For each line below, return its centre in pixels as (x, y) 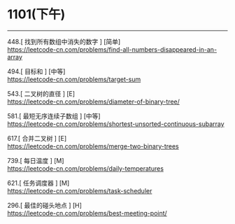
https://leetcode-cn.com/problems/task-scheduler (80, 190)
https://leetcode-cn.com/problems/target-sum (74, 79)
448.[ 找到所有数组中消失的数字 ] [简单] (64, 41)
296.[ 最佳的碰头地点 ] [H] (45, 205)
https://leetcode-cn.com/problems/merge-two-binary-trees (93, 146)
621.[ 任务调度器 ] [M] (38, 183)
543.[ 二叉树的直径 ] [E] (41, 93)
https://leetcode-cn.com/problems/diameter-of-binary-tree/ (94, 101)
